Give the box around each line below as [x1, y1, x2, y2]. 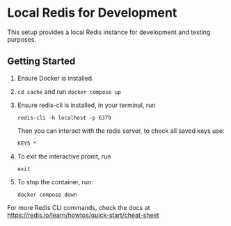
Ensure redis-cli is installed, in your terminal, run [17, 101, 156, 109]
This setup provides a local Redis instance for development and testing [7, 28, 211, 36]
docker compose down [17, 191, 77, 198]
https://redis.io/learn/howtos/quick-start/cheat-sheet [7, 211, 159, 219]
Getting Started [7, 56, 76, 67]
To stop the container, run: [17, 177, 93, 186]
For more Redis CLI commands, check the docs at [7, 203, 150, 211]
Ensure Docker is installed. [17, 74, 94, 82]
